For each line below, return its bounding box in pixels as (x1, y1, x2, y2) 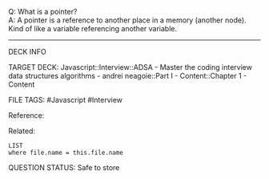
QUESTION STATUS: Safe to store (8, 163, 120, 172)
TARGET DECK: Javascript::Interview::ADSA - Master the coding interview (8, 63, 252, 71)
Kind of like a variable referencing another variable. (8, 24, 178, 33)
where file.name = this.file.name (8, 148, 124, 157)
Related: (8, 126, 36, 136)
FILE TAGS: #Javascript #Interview (8, 96, 122, 104)
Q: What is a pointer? (8, 7, 78, 16)
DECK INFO (8, 47, 46, 56)
